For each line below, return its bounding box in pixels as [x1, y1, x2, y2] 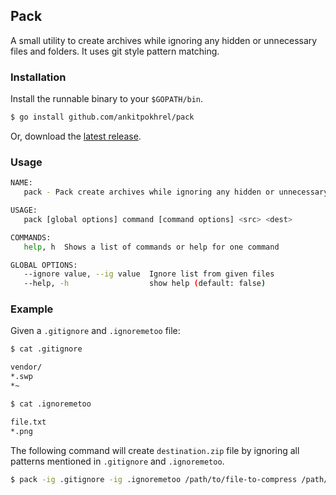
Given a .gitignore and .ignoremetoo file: [10, 325, 181, 337]
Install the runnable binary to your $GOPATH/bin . [10, 93, 204, 105]
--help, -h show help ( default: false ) [23, 279, 267, 289]
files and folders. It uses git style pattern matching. [10, 45, 220, 57]
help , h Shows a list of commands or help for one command [23, 242, 280, 252]
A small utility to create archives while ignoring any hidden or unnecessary [10, 34, 318, 46]
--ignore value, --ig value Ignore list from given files [23, 269, 275, 279]
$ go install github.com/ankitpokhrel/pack [10, 112, 195, 123]
